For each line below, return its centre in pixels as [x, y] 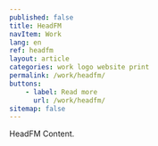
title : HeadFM [36, 26]
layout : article [39, 59]
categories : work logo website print [79, 68]
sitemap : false [37, 109]
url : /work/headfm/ [69, 100]
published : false [42, 17]
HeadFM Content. [42, 134]
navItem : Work [36, 34]
